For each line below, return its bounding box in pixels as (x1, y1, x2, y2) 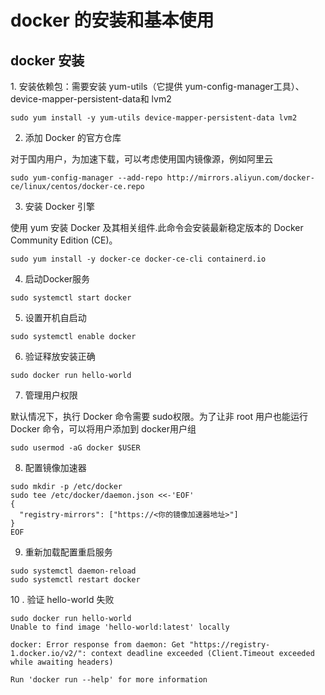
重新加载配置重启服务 (24, 546, 113, 558)
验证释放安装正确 (24, 351, 96, 362)
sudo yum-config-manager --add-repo (10, 173, 163, 183)
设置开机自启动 (24, 312, 87, 323)
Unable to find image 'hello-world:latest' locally (10, 622, 230, 632)
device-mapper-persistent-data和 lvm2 (10, 93, 172, 105)
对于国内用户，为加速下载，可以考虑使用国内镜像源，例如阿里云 (10, 153, 273, 165)
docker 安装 (10, 52, 85, 69)
